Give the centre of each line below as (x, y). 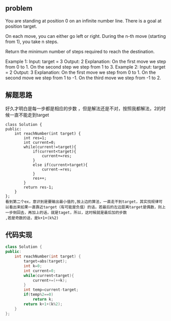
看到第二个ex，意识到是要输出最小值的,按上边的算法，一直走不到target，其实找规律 (82, 202)
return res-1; (39, 187)
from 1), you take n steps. (32, 41)
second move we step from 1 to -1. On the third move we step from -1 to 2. (83, 78)
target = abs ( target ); (45, 261)
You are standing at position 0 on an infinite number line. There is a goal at (83, 20)
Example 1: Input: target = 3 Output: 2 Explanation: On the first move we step (86, 61)
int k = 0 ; (33, 266)
